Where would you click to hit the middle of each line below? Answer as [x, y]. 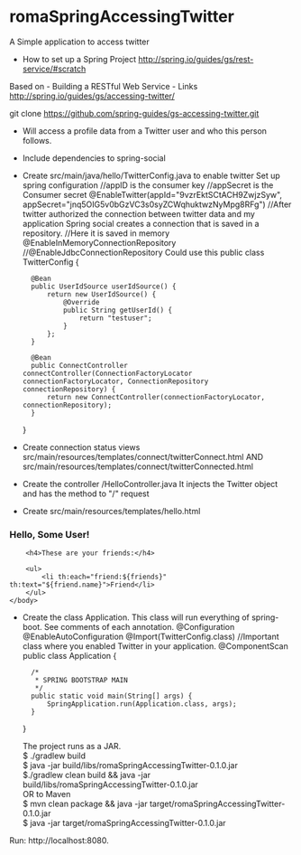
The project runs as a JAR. [72, 747]
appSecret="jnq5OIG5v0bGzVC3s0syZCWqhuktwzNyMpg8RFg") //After [157, 204]
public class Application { [69, 656]
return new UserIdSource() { [101, 294]
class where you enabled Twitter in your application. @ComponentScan [155, 646]
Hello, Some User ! [50, 534]
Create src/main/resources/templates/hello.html [111, 511]
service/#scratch [54, 69]
